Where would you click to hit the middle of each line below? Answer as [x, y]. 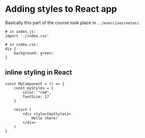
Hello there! [44, 118]
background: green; [34, 53]
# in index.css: [22, 44]
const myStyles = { [34, 88]
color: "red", [37, 92]
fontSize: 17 [36, 97]
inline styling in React [39, 72]
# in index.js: [21, 31]
